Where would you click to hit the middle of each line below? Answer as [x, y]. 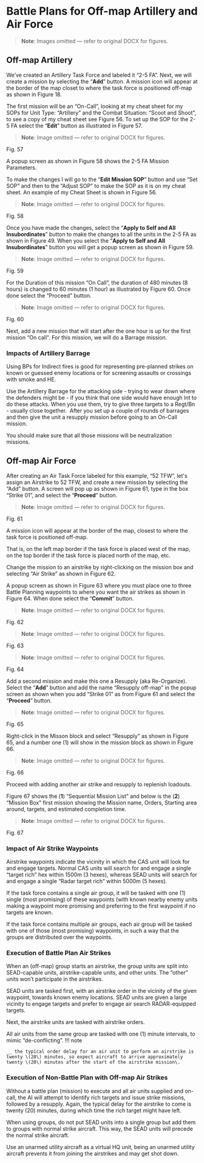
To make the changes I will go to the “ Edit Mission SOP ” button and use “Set [102, 179]
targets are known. [30, 912]
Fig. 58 [15, 216]
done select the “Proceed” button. [49, 295]
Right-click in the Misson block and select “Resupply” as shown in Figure [97, 736]
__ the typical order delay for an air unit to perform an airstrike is [100, 1052]
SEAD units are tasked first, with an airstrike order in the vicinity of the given [102, 991]
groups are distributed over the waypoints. [59, 937]
